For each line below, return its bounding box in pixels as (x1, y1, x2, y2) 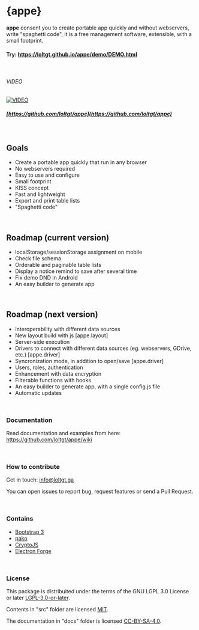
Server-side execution (14, 338, 70, 345)
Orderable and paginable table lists (14, 261, 102, 268)
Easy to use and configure (14, 171, 80, 179)
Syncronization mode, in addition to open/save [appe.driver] (14, 357, 164, 364)
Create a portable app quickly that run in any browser (14, 159, 147, 166)
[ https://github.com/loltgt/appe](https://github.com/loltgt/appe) (6, 110, 172, 117)
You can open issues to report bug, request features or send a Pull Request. (6, 488, 194, 495)
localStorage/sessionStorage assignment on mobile (14, 248, 143, 255)
